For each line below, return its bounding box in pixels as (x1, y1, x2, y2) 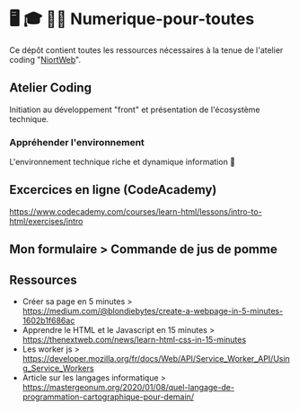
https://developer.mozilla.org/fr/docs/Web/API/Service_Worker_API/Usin (22, 354, 290, 364)
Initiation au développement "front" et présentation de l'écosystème (9, 104, 260, 115)
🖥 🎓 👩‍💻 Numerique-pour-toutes (9, 9, 255, 30)
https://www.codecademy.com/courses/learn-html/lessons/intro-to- (9, 205, 262, 217)
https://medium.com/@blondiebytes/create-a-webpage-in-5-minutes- (22, 306, 284, 317)
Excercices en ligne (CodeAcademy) (9, 182, 217, 197)
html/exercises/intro (9, 215, 84, 226)
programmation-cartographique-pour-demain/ (22, 391, 195, 402)
